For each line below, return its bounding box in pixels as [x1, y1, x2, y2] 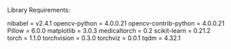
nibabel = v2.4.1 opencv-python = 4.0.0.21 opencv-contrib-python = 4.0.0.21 [7, 19, 225, 27]
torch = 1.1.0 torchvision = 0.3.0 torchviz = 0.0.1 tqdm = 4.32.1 [7, 34, 181, 42]
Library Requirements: [7, 6, 71, 14]
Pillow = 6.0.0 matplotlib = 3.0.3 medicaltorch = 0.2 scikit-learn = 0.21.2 [7, 27, 211, 35]
